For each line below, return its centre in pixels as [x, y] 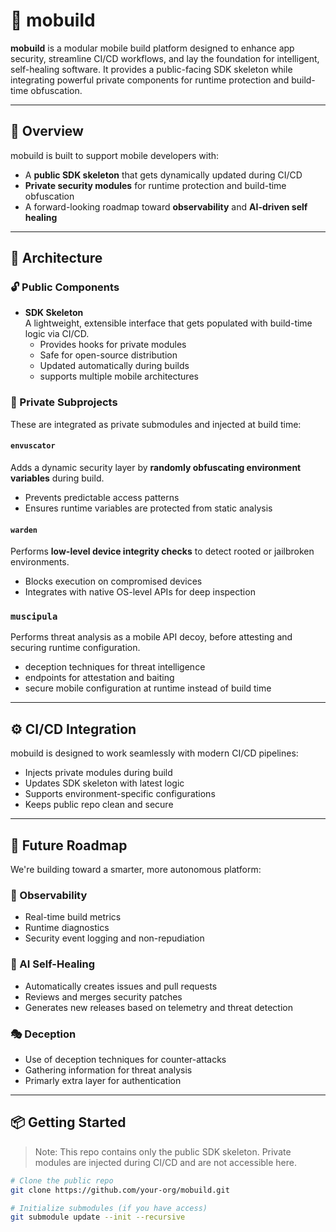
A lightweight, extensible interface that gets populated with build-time [168, 323]
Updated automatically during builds [114, 366]
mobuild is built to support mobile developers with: [115, 155]
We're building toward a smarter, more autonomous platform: [136, 870]
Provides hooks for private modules [113, 345]
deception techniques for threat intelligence [115, 667]
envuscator [33, 446]
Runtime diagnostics [67, 928]
